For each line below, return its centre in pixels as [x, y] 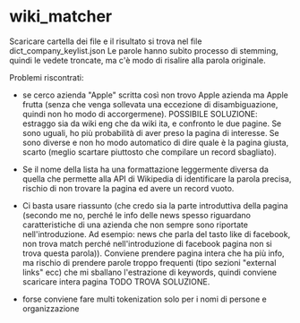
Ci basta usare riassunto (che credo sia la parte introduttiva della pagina [155, 205]
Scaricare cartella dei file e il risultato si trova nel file [106, 41]
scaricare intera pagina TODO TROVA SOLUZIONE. [116, 281]
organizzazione [51, 308]
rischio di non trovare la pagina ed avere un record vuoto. [128, 188]
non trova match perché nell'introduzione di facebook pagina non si [147, 243]
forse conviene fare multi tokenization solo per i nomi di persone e [144, 299]
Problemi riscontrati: [47, 77]
